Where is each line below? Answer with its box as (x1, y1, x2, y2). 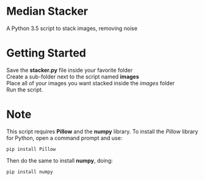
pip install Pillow (6, 146, 56, 152)
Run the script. (6, 86, 43, 93)
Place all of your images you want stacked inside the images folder (6, 79, 175, 87)
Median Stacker (6, 4, 89, 18)
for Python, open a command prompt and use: (6, 134, 123, 142)
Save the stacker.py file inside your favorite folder (6, 66, 133, 74)
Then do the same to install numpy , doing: (6, 156, 113, 164)
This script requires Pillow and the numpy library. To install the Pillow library (6, 128, 199, 135)
